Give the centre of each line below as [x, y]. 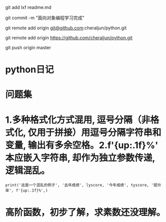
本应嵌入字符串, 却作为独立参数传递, [80, 158]
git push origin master [28, 47]
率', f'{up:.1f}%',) [27, 191]
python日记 [30, 70]
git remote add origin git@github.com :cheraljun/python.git [66, 28]
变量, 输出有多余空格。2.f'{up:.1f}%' [82, 145]
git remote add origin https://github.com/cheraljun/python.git [69, 38]
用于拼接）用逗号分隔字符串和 [99, 133]
